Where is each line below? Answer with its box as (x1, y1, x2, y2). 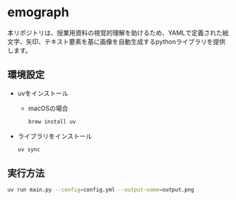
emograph (7, 4, 69, 20)
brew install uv (28, 118, 76, 125)
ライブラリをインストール (17, 131, 93, 140)
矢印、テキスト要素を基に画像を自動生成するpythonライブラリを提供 (25, 37, 226, 46)
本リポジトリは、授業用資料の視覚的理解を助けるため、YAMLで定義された (7, 28, 223, 37)
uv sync (17, 146, 40, 153)
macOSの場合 (28, 104, 69, 112)
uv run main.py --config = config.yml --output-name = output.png (7, 187, 194, 194)
